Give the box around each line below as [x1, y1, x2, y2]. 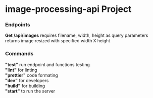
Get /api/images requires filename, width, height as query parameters [5, 32, 149, 38]
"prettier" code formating [5, 72, 58, 78]
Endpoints [5, 21, 31, 28]
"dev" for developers [5, 77, 49, 83]
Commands [5, 50, 34, 57]
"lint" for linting [5, 67, 38, 73]
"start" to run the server [5, 88, 55, 94]
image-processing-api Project [5, 3, 132, 15]
